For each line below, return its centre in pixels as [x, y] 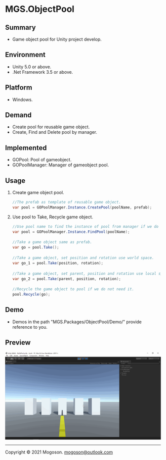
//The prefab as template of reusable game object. [66, 202]
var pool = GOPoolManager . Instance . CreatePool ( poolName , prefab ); [82, 207]
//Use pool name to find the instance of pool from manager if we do [85, 226]
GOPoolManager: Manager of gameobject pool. [61, 165]
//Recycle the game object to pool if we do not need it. [73, 289]
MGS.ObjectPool [40, 9]
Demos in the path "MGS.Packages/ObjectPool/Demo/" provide [77, 322]
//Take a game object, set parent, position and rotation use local [84, 273]
